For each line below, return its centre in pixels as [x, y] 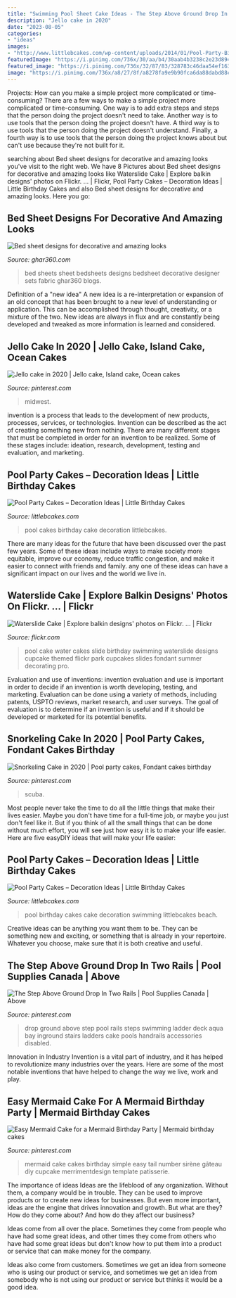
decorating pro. [47, 666]
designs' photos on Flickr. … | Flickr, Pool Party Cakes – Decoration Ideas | [115, 181]
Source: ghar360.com [39, 260]
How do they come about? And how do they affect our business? [101, 1215]
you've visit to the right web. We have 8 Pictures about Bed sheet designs [114, 166]
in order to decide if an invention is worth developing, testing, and [103, 687]
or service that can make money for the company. [79, 1251]
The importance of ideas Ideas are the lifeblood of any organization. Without [118, 1185]
